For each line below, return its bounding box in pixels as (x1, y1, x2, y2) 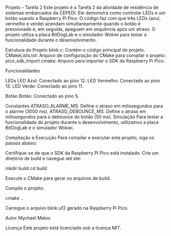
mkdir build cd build (5, 165, 47, 171)
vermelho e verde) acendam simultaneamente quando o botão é (5, 20, 141, 27)
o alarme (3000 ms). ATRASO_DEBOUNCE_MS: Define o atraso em (5, 109, 147, 114)
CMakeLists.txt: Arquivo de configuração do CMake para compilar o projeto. (5, 52, 166, 58)
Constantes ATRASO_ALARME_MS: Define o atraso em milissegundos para (5, 103, 163, 109)
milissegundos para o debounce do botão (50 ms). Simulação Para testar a (5, 114, 163, 120)
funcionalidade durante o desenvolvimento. (5, 37, 97, 43)
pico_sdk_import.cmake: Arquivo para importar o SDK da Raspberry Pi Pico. (5, 58, 165, 63)
